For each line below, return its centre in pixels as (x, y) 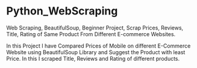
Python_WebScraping (62, 11)
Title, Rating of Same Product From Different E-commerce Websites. (91, 34)
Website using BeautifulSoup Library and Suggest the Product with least (96, 52)
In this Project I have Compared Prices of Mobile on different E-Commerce (98, 46)
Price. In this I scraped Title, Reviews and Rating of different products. (93, 58)
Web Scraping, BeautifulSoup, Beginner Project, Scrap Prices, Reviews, (95, 28)
